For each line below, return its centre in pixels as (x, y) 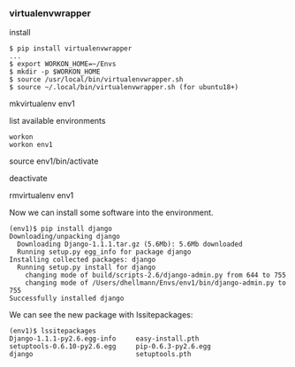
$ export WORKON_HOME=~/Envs (63, 65)
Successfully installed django (67, 299)
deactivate (28, 179)
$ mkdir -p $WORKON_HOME (55, 72)
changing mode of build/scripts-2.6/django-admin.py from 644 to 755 (156, 275)
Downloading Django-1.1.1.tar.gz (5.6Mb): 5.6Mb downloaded (130, 245)
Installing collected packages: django (83, 260)
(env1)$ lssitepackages (53, 331)
